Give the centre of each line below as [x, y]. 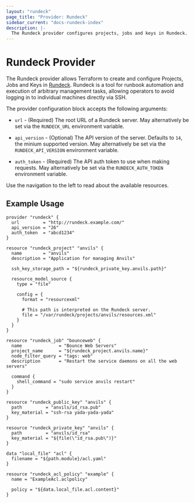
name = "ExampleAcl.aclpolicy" [50, 479]
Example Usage [35, 204]
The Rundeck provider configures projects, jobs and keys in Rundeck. [100, 33]
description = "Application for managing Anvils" [73, 258]
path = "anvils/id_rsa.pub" [56, 407]
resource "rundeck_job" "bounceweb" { [53, 340]
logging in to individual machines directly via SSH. [67, 97]
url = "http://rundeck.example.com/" [68, 222]
